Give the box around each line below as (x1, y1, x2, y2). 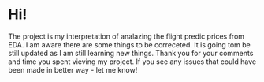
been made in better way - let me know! (8, 65, 138, 74)
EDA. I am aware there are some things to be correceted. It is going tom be (8, 39, 251, 49)
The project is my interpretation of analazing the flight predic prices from (8, 32, 245, 41)
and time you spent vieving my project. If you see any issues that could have (8, 57, 257, 66)
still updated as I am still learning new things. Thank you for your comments (8, 48, 254, 58)
